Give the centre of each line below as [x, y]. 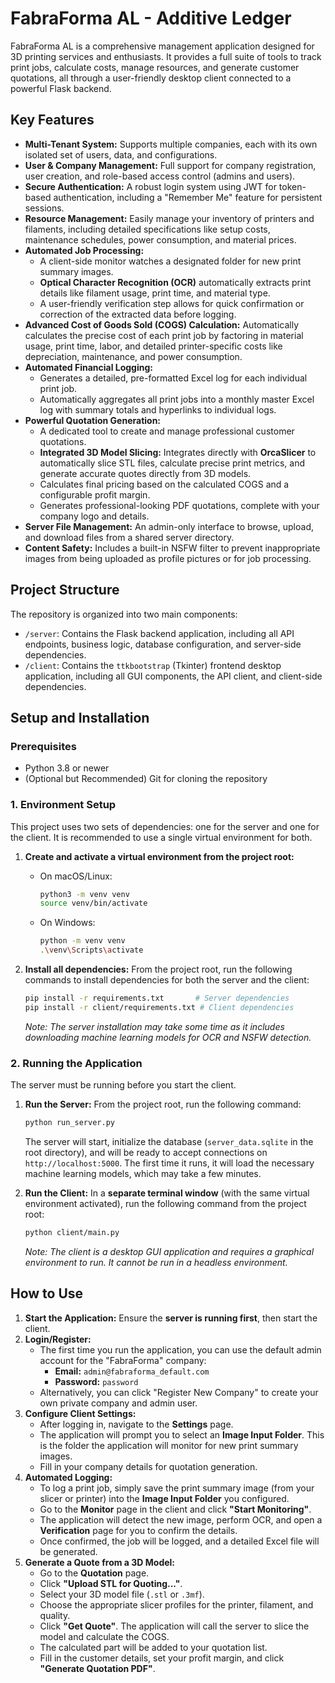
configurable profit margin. [95, 494]
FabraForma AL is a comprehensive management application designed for [162, 46]
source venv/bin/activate [93, 903]
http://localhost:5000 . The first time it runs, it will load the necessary [169, 1163]
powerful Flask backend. [61, 88]
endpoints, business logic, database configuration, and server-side [163, 644]
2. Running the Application [76, 1063]
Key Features [52, 120]
